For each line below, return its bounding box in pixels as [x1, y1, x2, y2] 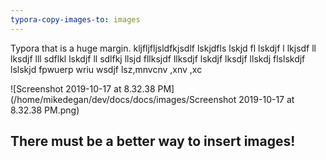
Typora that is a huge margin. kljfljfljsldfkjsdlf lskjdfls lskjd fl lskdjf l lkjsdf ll [10, 42, 317, 54]
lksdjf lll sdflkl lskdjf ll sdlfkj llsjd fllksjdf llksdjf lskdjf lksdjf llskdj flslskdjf [10, 52, 306, 65]
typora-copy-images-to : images [10, 14, 141, 25]
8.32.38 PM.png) [10, 104, 80, 116]
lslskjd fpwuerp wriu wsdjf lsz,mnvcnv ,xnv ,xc [10, 63, 203, 75]
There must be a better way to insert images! [10, 133, 296, 150]
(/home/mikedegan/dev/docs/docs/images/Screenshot [10, 93, 237, 105]
